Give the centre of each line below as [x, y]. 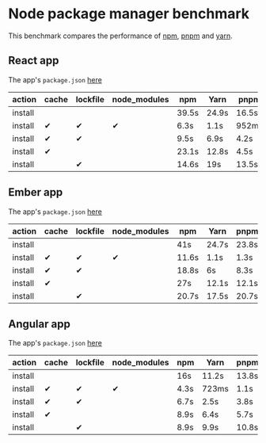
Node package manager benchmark [129, 14]
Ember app [36, 192]
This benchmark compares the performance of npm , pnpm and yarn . [120, 36]
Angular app [40, 324]
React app [34, 61]
